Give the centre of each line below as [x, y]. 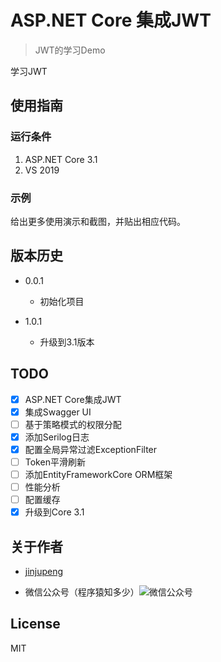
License [35, 624]
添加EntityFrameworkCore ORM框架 [98, 474]
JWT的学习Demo [70, 50]
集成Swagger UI [58, 412]
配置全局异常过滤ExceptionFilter [91, 449]
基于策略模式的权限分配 [73, 424]
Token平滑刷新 [55, 462]
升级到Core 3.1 [54, 512]
